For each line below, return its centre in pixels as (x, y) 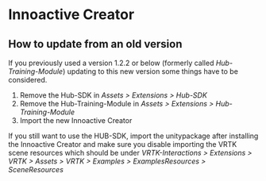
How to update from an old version (95, 44)
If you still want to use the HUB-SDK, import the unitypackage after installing (133, 136)
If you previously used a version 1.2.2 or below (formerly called (111, 63)
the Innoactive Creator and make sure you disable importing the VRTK (123, 144)
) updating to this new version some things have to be (150, 71)
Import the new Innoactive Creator (76, 120)
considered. (28, 80)
